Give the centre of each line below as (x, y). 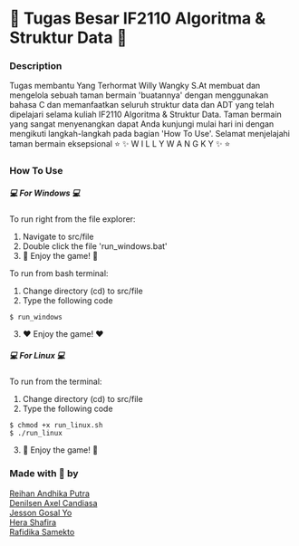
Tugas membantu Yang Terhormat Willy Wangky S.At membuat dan (135, 86)
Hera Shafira (33, 522)
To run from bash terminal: (59, 273)
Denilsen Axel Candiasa (53, 503)
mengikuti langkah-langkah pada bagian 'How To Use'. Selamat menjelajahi (150, 134)
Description (36, 66)
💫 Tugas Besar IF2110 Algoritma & (138, 19)
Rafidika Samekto (42, 532)
